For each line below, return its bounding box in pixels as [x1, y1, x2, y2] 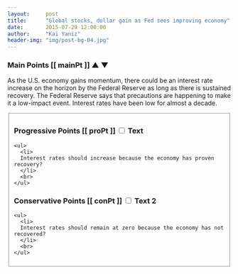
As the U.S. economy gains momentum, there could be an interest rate [7, 76, 213, 85]
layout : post [7, 10, 59, 18]
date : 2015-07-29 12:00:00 [7, 23, 107, 31]
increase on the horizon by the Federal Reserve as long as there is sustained [7, 84, 232, 92]
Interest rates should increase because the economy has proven [20, 154, 215, 162]
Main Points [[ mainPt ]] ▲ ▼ [7, 60, 109, 70]
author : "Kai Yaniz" [7, 30, 81, 38]
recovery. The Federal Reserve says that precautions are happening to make [7, 92, 231, 100]
